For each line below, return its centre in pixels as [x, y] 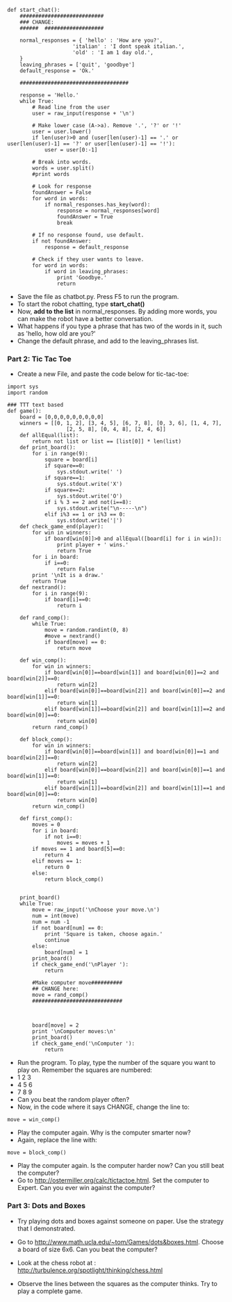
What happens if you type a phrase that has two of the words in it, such [119, 326]
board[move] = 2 [56, 1025]
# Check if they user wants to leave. [88, 259]
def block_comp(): [46, 740]
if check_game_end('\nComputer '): [84, 1044]
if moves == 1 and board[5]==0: [79, 849]
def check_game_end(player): [62, 527]
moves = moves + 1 [83, 843]
